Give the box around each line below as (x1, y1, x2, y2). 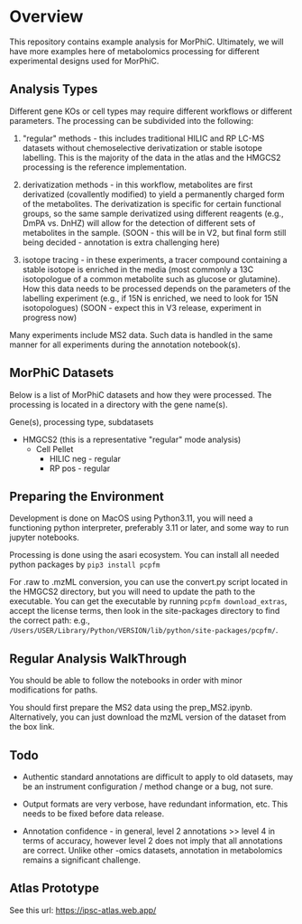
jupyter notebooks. (9, 532, 79, 543)
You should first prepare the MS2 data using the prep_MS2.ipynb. (9, 702, 253, 713)
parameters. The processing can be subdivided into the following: (9, 115, 254, 126)
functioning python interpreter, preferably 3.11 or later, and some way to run (9, 523, 289, 533)
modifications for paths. (9, 684, 98, 695)
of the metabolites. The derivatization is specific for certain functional (22, 198, 282, 209)
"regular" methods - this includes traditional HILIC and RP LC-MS (22, 133, 265, 144)
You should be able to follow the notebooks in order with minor (9, 675, 243, 686)
